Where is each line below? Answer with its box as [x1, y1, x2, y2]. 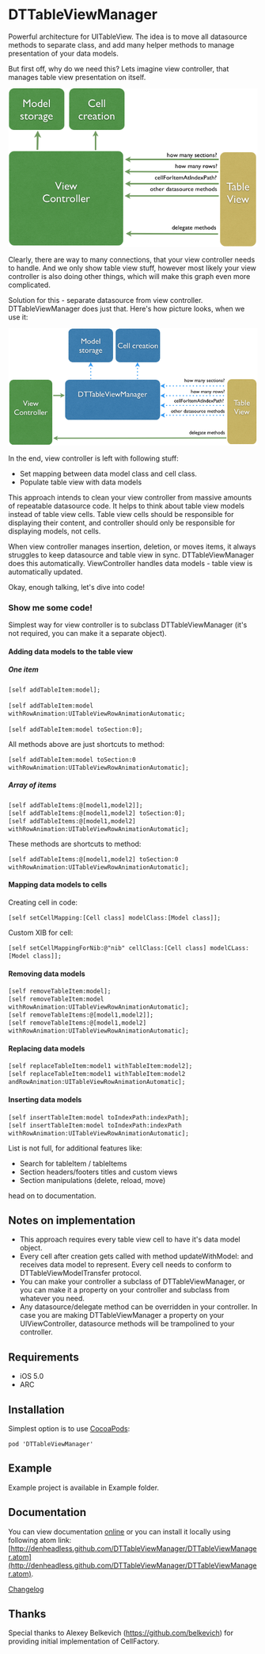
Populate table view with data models [19, 477, 142, 487]
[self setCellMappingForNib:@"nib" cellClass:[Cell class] [8, 944, 207, 952]
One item [8, 664, 39, 675]
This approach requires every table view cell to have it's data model [19, 1235, 240, 1244]
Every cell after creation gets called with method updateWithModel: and [19, 1251, 254, 1262]
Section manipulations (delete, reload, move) [19, 1175, 166, 1185]
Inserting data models [8, 1094, 82, 1104]
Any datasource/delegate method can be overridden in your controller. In [19, 1302, 258, 1311]
